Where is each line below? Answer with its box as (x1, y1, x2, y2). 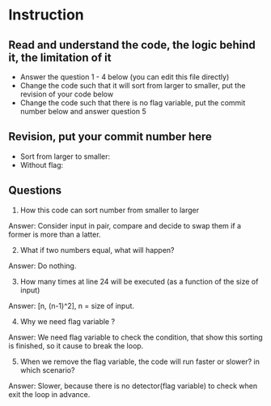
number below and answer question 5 (19, 107, 147, 116)
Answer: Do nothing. (8, 261, 77, 271)
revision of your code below (19, 89, 114, 99)
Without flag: (19, 160, 64, 169)
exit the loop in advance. (8, 389, 91, 399)
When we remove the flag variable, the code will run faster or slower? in (19, 357, 260, 366)
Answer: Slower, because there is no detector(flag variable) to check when (8, 381, 257, 391)
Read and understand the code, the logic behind (8, 38, 256, 52)
